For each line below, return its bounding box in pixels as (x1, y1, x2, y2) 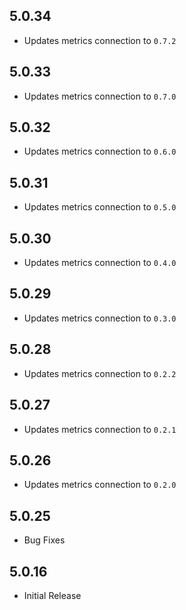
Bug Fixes (23, 534, 66, 546)
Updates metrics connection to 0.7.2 (23, 34, 177, 46)
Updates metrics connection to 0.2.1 (23, 423, 177, 435)
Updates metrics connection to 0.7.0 (23, 90, 177, 102)
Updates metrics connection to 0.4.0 (23, 257, 177, 269)
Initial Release (23, 589, 82, 601)
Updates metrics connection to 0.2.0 (23, 479, 177, 491)
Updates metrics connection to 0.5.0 (23, 201, 177, 213)
